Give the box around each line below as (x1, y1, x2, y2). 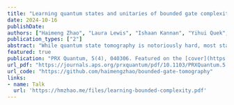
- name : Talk (7, 81, 45, 88)
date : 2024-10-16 (7, 17, 58, 23)
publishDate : (7, 23, 45, 30)
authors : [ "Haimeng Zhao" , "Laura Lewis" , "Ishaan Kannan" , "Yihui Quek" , (7, 29, 229, 37)
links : (7, 74, 26, 82)
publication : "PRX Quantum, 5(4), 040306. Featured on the (7, 55, 182, 62)
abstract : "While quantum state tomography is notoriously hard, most (7, 42, 217, 49)
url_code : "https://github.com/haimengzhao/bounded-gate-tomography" (7, 68, 214, 75)
